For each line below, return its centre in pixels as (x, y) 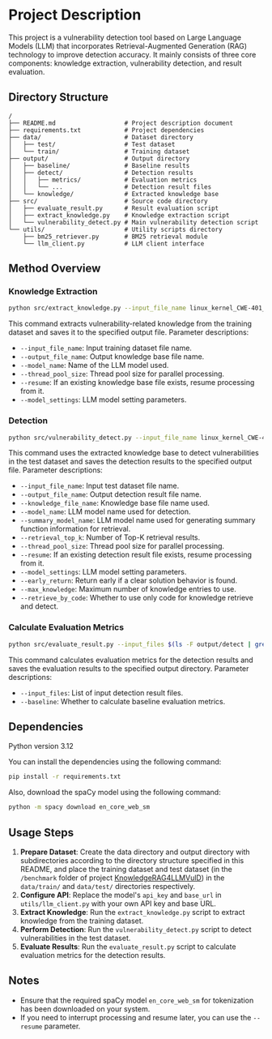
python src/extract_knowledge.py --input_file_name (97, 308)
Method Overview (55, 269)
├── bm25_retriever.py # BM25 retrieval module (115, 237)
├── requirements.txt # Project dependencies (106, 130)
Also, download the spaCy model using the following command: (115, 793)
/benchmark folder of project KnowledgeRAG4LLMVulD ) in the (122, 878)
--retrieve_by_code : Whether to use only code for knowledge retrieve (136, 598)
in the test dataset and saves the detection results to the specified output (130, 462)
